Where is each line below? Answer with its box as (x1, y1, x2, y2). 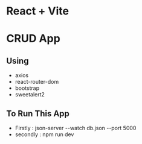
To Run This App (6, 108, 69, 119)
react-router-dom (15, 78, 59, 86)
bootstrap (15, 84, 40, 92)
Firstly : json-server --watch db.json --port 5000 (15, 125, 137, 131)
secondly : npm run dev (15, 131, 74, 138)
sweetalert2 (15, 91, 45, 98)
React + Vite (6, 4, 69, 18)
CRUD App (6, 32, 60, 46)
